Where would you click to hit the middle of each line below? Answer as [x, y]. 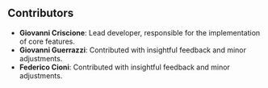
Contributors [41, 13]
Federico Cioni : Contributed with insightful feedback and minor [125, 67]
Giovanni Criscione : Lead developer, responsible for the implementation [140, 32]
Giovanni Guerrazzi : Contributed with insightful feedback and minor [133, 50]
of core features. [47, 41]
